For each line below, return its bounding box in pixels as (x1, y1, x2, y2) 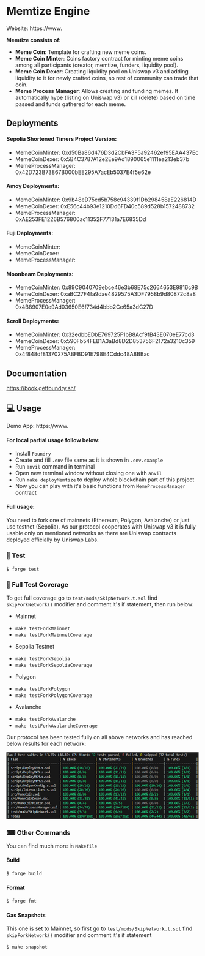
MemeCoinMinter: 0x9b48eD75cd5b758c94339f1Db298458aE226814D (15, 196, 197, 203)
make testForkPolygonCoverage (15, 692, 93, 699)
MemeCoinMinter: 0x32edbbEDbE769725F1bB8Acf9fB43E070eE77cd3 (15, 331, 195, 338)
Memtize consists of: (6, 36, 61, 43)
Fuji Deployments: (6, 230, 54, 237)
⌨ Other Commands (6, 828, 71, 837)
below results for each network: (6, 740, 87, 747)
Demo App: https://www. (6, 422, 69, 429)
